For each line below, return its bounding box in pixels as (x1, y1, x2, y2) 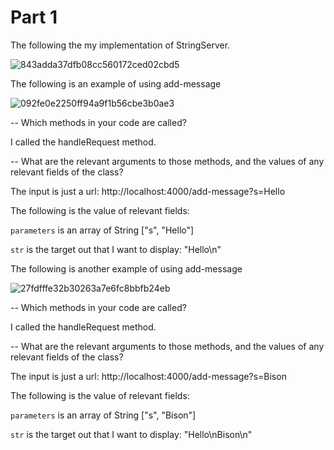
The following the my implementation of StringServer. (10, 39, 231, 51)
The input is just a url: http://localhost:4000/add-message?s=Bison (10, 370, 287, 382)
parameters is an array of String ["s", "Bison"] (10, 409, 197, 421)
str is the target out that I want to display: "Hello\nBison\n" (10, 428, 253, 440)
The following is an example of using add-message (10, 77, 222, 90)
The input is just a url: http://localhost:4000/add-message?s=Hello (10, 185, 286, 197)
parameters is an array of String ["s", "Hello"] (10, 224, 195, 236)
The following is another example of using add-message (10, 262, 243, 275)
